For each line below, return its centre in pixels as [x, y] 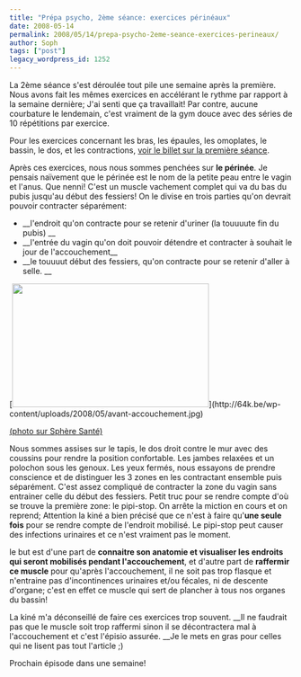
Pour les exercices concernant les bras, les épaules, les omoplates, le [138, 141]
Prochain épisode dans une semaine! [78, 663]
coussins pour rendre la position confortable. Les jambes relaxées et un [142, 458]
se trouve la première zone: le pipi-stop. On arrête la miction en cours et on [148, 506]
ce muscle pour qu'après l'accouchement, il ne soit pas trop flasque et [141, 571]
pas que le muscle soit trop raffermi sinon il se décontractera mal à [133, 627]
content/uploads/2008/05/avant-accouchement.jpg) [106, 414]
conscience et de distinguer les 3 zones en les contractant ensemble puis [146, 477]
